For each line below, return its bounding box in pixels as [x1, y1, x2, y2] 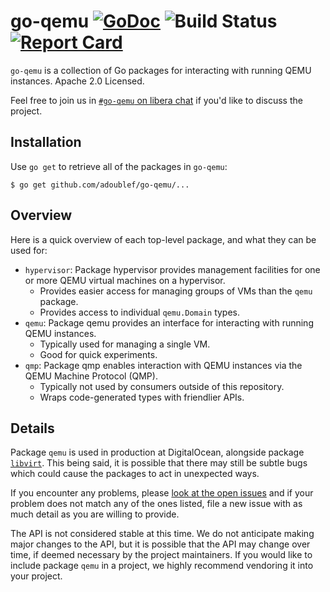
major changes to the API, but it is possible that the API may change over [10, 538, 311, 550]
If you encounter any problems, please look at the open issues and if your [10, 487, 314, 499]
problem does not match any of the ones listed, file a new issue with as [10, 498, 303, 510]
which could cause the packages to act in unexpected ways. [10, 468, 260, 480]
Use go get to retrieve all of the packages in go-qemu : [10, 160, 228, 172]
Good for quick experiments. [39, 348, 158, 360]
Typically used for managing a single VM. [39, 338, 211, 350]
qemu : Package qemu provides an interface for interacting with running [24, 316, 314, 329]
